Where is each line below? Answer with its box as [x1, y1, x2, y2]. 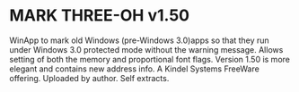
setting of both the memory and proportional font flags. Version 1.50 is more [9, 54, 290, 64]
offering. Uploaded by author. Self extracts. [9, 72, 170, 83]
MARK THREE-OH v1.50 [9, 5, 190, 26]
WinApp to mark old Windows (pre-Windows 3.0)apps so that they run [9, 35, 269, 46]
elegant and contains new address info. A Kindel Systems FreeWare [9, 63, 260, 74]
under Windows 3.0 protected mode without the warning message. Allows [9, 44, 284, 54]
